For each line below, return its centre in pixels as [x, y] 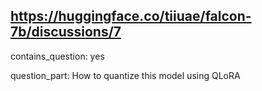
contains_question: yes [57, 56]
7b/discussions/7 [66, 32]
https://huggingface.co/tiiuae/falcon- [131, 16]
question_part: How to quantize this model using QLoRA [125, 75]
